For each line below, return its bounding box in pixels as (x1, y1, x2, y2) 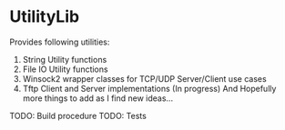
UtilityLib (9, 6, 80, 27)
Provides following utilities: (9, 36, 110, 47)
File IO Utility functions (22, 64, 108, 75)
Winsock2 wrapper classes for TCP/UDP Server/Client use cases (22, 73, 267, 84)
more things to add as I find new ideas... (22, 93, 174, 104)
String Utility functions (22, 54, 107, 65)
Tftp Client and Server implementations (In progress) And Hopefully (22, 83, 277, 94)
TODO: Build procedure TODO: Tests (9, 110, 148, 121)
